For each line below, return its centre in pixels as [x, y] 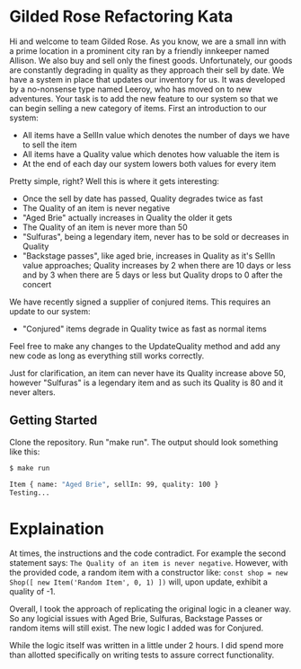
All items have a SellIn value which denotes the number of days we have [156, 135]
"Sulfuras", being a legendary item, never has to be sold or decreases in [155, 236]
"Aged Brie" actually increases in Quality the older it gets [127, 217]
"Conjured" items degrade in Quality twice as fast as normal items [144, 329]
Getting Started [53, 421]
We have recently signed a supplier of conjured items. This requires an [140, 302]
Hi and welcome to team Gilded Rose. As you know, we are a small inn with [148, 41]
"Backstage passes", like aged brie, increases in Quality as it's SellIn [149, 255]
